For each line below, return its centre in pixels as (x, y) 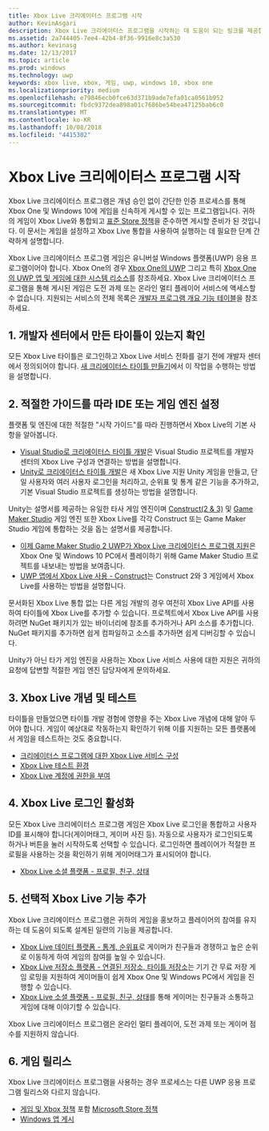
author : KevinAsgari (43, 23)
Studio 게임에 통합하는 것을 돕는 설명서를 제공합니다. (90, 529)
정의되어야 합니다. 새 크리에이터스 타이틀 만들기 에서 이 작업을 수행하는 (132, 366)
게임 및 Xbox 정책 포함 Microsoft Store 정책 (89, 1109)
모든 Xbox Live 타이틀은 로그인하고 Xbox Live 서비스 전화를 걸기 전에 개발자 (127, 356)
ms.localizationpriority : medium (64, 90)
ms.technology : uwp (41, 75)
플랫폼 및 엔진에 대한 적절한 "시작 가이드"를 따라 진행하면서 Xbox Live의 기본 (128, 425)
